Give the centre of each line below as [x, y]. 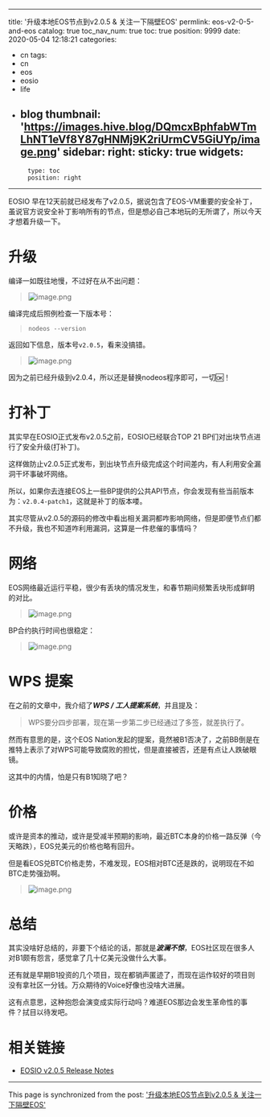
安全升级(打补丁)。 [53, 447]
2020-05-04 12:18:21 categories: [63, 39]
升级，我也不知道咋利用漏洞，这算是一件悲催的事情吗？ [106, 528]
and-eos [22, 31]
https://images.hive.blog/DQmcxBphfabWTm [140, 127]
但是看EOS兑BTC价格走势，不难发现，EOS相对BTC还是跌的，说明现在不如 [131, 863]
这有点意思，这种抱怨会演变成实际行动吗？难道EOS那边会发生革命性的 [125, 1002]
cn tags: [33, 55]
